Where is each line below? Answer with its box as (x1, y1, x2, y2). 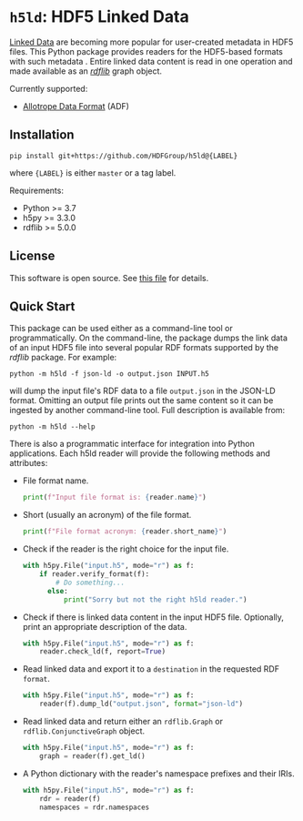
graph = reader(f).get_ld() (39, 751, 146, 761)
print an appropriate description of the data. (22, 621, 187, 632)
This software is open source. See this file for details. (9, 272, 209, 283)
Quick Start (9, 299, 76, 314)
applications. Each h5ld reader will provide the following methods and (9, 448, 271, 459)
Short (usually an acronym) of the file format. (22, 510, 192, 521)
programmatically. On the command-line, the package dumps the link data (9, 332, 288, 343)
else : (46, 586, 68, 595)
